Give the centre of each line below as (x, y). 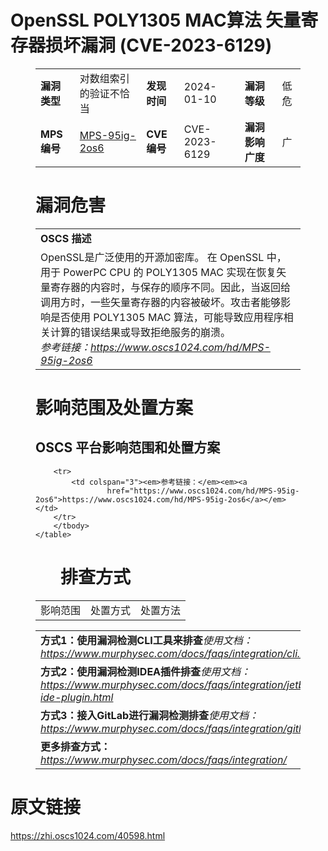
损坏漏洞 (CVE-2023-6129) (159, 45)
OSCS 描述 (66, 238)
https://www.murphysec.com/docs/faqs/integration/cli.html (180, 653)
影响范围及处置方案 (114, 408)
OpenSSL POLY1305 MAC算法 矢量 (156, 20)
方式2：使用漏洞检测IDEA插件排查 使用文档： (146, 671)
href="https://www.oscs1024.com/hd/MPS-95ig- (203, 491)
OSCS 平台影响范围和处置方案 (128, 447)
